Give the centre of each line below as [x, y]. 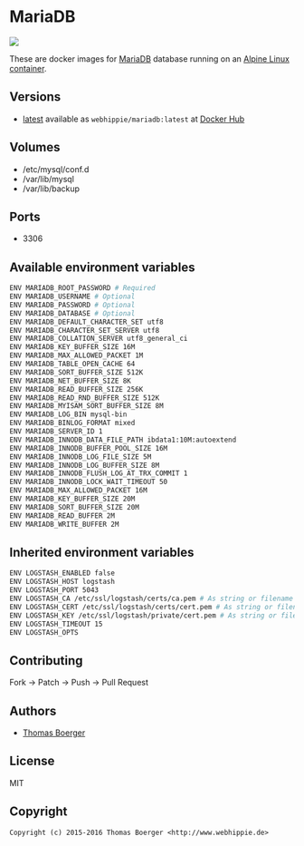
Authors [33, 710]
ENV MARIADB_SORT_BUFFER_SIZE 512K [76, 372]
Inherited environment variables [102, 552]
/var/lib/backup [51, 189]
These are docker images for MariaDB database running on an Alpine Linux [149, 58]
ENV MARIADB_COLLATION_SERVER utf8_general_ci [99, 339]
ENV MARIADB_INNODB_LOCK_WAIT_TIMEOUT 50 [89, 482]
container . [28, 68]
